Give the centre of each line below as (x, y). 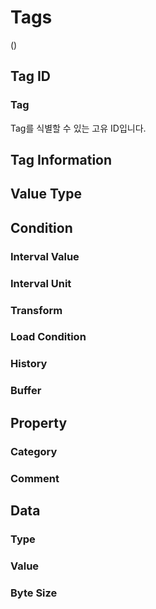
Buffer (26, 391)
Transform (36, 310)
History (29, 364)
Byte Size (34, 593)
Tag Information (61, 160)
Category (34, 451)
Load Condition (48, 337)
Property (39, 422)
